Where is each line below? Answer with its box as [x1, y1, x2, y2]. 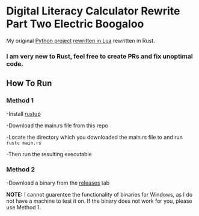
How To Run [6, 78, 52, 89]
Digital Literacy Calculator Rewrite [6, 4, 180, 18]
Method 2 [6, 165, 35, 174]
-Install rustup [6, 110, 41, 117]
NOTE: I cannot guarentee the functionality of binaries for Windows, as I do [6, 191, 193, 198]
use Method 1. [6, 203, 41, 211]
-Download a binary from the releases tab [6, 179, 110, 186]
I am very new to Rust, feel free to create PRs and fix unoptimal [6, 52, 194, 60]
